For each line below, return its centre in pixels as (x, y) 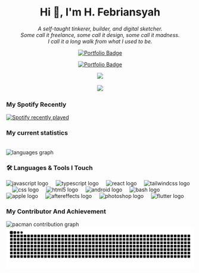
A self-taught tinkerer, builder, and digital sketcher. (100, 29)
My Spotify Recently (36, 104)
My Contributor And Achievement (56, 211)
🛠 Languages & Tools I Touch (50, 168)
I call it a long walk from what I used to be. (100, 41)
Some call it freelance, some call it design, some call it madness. (100, 35)
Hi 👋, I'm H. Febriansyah (100, 12)
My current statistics (37, 133)
